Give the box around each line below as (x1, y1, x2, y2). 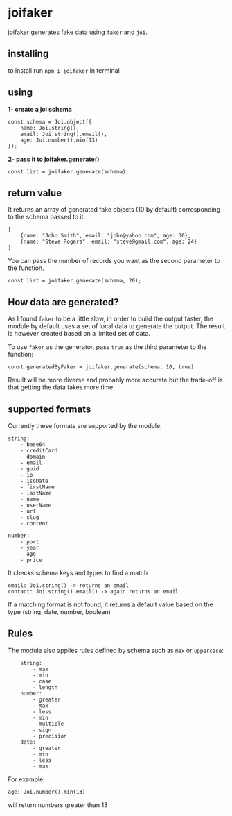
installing (8, 48, 49, 60)
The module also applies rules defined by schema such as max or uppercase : (8, 646, 224, 654)
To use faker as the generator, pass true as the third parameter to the (8, 343, 207, 351)
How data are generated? (8, 296, 120, 308)
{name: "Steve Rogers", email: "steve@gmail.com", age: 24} (20, 238, 197, 246)
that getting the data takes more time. (8, 383, 115, 391)
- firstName (20, 484, 55, 491)
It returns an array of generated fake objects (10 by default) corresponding (8, 205, 221, 214)
